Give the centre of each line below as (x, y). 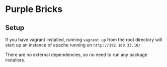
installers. (15, 60)
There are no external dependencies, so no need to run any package (76, 54)
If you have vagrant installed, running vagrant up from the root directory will (84, 39)
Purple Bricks (34, 9)
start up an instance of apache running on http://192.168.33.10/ (73, 45)
